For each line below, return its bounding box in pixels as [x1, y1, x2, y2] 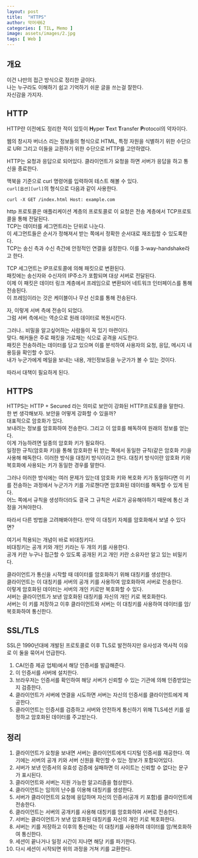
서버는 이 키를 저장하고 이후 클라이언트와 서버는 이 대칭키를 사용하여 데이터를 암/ [6, 600, 191, 607]
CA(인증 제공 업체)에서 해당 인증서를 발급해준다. [15, 662, 126, 669]
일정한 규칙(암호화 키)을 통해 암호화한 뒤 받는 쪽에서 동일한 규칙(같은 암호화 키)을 [6, 447, 192, 454]
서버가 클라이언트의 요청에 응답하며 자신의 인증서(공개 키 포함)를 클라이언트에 [15, 794, 193, 801]
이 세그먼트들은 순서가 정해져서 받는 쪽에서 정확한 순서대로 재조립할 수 [6, 230, 167, 237]
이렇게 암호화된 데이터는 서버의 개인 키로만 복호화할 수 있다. [6, 586, 144, 593]
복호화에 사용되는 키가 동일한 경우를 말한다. [6, 461, 106, 469]
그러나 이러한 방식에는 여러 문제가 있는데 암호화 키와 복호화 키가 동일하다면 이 [6, 474, 184, 482]
